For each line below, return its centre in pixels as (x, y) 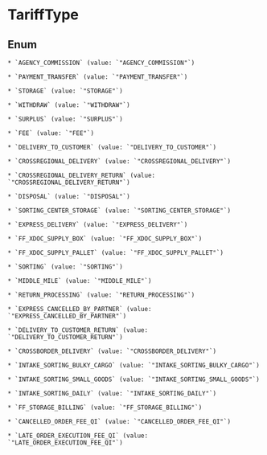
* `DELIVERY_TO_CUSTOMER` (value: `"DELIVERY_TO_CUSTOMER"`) (112, 147)
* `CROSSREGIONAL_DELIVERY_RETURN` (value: (82, 175)
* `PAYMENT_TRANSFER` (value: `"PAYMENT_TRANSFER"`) (98, 77)
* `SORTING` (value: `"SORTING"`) (66, 267)
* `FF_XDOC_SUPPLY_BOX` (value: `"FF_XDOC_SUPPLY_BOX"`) (105, 239)
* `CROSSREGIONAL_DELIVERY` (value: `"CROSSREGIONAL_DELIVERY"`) (119, 162)
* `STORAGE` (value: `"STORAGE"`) (66, 91)
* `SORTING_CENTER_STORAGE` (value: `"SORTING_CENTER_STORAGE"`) (119, 211)
